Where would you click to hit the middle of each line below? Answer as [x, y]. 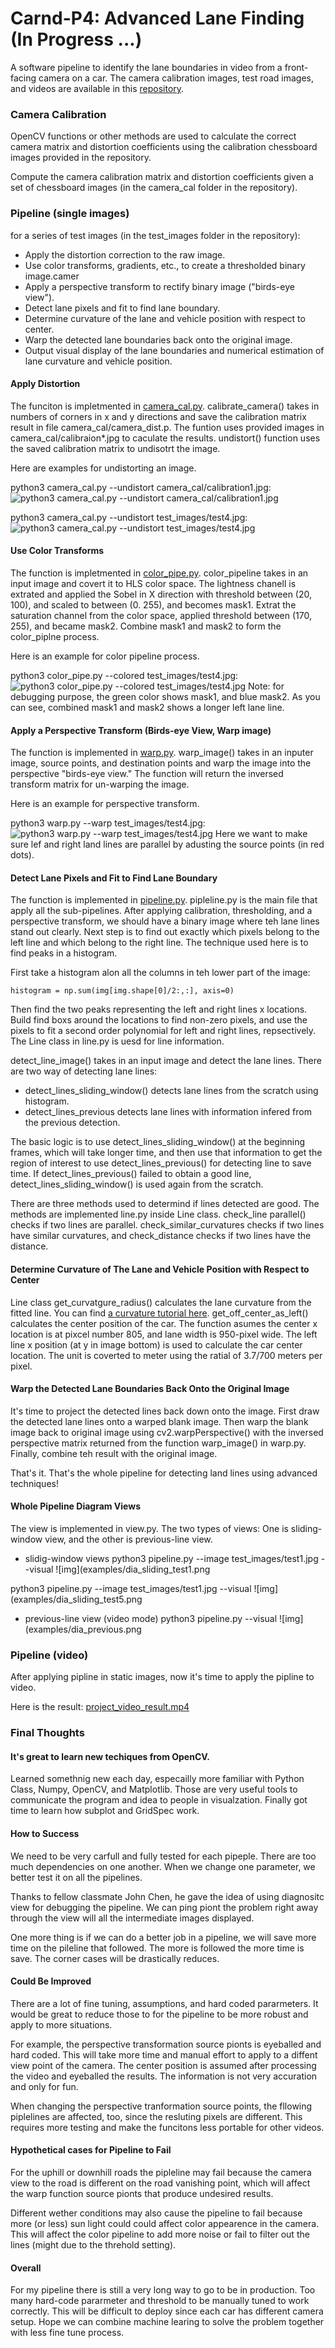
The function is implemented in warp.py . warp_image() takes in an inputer [162, 753]
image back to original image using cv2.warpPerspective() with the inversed [167, 1432]
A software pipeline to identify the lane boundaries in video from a [146, 67]
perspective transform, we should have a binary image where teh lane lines [165, 921]
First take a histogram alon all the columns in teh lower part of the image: [160, 973]
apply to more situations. [61, 2024]
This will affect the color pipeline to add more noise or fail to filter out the [160, 2234]
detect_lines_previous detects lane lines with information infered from [168, 1112]
